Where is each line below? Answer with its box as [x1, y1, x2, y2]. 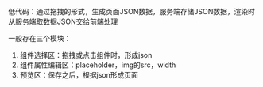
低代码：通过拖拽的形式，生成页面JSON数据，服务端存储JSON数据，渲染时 [8, 7, 256, 16]
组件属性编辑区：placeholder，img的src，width [19, 60, 176, 70]
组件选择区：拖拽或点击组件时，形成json [19, 51, 153, 59]
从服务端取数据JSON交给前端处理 [8, 17, 118, 26]
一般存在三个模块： [8, 34, 72, 43]
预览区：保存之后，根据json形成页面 [19, 70, 139, 79]
